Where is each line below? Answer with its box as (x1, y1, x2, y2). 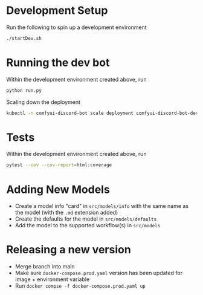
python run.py (6, 87, 42, 94)
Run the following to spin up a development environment (6, 24, 147, 31)
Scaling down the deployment (6, 98, 80, 106)
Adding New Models (6, 183, 110, 196)
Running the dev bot (6, 56, 110, 70)
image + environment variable (14, 276, 90, 283)
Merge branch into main (14, 263, 75, 270)
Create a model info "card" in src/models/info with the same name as (14, 203, 189, 210)
